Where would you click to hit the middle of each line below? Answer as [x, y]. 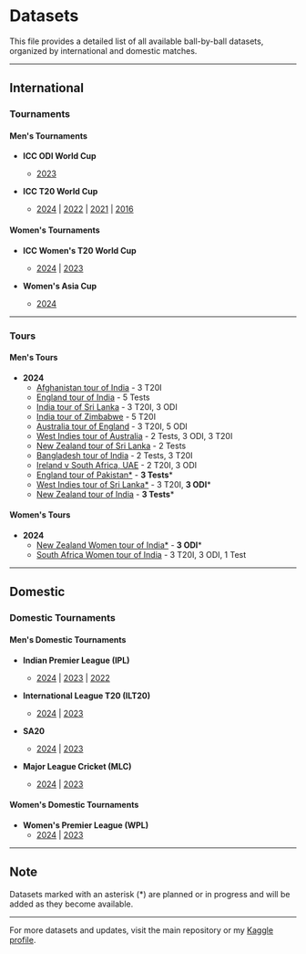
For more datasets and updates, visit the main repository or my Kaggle [142, 930]
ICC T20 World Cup [60, 192]
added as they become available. [71, 904]
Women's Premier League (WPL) [86, 825]
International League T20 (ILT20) [87, 696]
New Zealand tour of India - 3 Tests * [105, 494]
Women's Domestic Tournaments [74, 805]
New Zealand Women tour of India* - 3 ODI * [119, 545]
